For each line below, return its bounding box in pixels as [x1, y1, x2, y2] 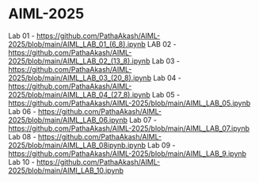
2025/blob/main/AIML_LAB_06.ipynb [8, 115, 128, 124]
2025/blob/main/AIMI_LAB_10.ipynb [8, 166, 124, 175]
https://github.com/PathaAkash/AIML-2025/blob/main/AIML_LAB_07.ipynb [8, 124, 250, 133]
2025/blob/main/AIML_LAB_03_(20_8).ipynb [8, 73, 152, 82]
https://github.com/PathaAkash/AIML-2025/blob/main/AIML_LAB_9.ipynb [8, 148, 247, 158]
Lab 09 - [147, 140, 176, 150]
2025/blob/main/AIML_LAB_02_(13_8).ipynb [8, 56, 150, 66]
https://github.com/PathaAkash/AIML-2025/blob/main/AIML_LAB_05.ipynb [8, 98, 251, 108]
